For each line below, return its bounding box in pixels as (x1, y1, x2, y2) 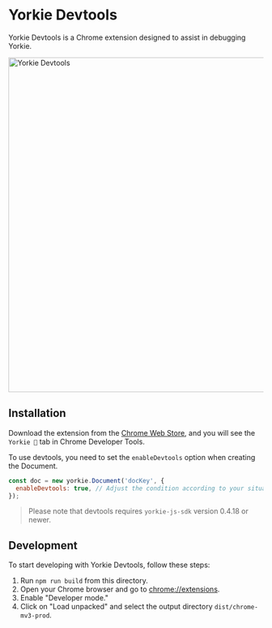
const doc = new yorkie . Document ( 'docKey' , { (8, 476, 164, 484)
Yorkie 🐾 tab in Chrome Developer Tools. (8, 437, 146, 446)
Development (8, 538, 79, 553)
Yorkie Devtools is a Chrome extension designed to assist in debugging (8, 32, 246, 42)
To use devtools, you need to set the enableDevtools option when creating (8, 452, 256, 462)
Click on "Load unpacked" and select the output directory (19, 602, 213, 612)
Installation (8, 406, 66, 420)
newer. (28, 515, 51, 525)
